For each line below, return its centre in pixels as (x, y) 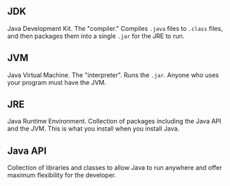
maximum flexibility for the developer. (62, 175)
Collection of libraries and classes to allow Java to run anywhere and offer (115, 168)
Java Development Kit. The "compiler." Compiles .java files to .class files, (115, 28)
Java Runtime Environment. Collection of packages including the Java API (114, 121)
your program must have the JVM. (57, 82)
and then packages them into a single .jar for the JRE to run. (96, 36)
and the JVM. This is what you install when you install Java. (94, 128)
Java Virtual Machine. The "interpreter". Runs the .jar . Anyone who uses (113, 75)
